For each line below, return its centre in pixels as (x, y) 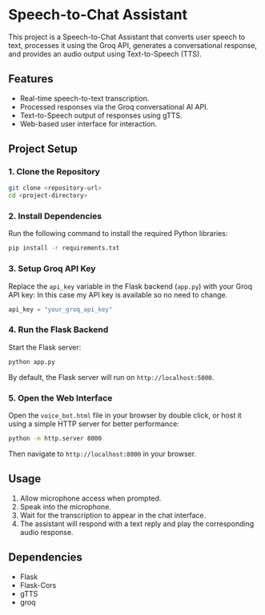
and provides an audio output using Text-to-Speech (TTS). (105, 54)
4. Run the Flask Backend (58, 329)
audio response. (46, 532)
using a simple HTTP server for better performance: (94, 424)
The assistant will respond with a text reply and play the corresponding (137, 523)
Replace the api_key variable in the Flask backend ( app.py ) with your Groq (130, 286)
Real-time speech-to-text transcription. (84, 98)
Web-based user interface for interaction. (88, 124)
